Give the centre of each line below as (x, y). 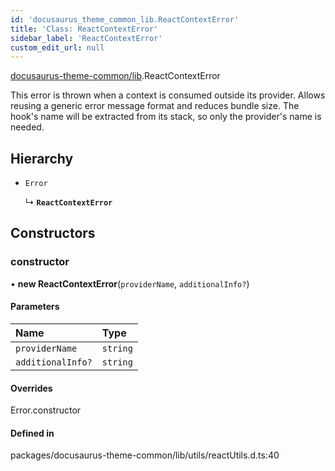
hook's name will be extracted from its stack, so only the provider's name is (166, 117)
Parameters (35, 307)
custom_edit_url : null (57, 47)
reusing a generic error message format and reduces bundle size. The (155, 106)
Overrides (31, 388)
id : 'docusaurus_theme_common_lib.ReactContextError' (125, 19)
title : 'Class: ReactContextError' (84, 29)
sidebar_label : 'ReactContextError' (86, 38)
